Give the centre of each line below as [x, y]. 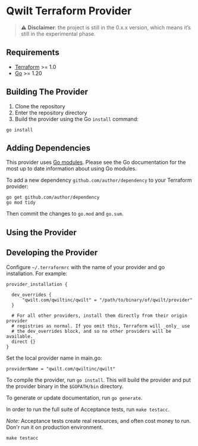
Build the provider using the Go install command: [76, 119]
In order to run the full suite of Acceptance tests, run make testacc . [88, 409]
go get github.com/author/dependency [53, 198]
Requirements [33, 53]
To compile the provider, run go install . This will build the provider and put [99, 380]
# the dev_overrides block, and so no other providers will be [91, 331]
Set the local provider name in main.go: [54, 358]
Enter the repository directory [51, 113]
